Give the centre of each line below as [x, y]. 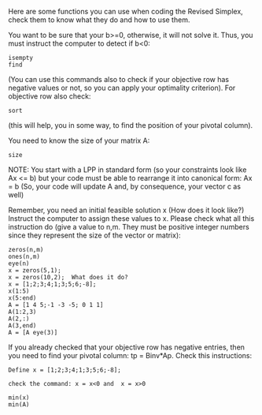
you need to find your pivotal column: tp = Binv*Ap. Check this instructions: [130, 355]
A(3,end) [22, 326]
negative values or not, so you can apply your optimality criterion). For [122, 88]
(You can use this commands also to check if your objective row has [119, 79]
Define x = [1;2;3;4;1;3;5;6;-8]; [65, 370]
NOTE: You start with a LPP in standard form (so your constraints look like [127, 170]
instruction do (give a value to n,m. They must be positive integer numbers [129, 227]
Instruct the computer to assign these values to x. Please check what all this [131, 219]
